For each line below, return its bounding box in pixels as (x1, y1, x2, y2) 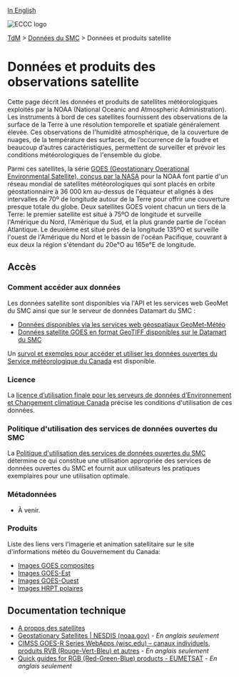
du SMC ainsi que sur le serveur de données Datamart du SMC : (7, 306, 196, 315)
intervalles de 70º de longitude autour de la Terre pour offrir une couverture (7, 194, 230, 203)
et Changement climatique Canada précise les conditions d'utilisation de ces (7, 398, 233, 406)
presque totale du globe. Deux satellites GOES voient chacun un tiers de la (7, 202, 226, 211)
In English (7, 6, 36, 14)
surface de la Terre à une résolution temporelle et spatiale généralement (7, 120, 220, 129)
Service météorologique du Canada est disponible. (7, 356, 157, 365)
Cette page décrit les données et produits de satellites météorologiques (7, 97, 218, 106)
